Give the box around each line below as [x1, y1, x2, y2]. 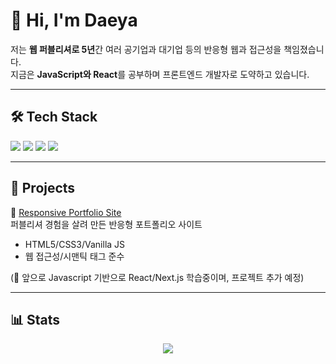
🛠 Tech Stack [10, 109, 98, 126]
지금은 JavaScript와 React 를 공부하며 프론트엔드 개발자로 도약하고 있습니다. [10, 68, 310, 80]
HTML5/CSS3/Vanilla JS [24, 238, 126, 250]
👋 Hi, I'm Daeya [10, 9, 138, 32]
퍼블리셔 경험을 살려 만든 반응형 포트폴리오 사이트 [10, 218, 203, 230]
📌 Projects [10, 180, 76, 197]
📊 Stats [10, 311, 61, 328]
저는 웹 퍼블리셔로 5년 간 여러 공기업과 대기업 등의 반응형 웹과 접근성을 [10, 43, 282, 55]
